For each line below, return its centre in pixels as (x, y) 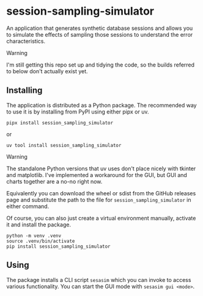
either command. (28, 206)
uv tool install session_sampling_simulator (64, 145)
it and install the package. (39, 225)
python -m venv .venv (34, 236)
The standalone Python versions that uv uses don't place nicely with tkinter (101, 168)
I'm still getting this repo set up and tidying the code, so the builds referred (100, 65)
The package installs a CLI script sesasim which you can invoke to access (99, 280)
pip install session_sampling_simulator (59, 246)
